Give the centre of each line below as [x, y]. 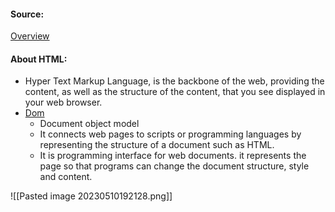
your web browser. [63, 102]
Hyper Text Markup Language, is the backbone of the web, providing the [174, 81]
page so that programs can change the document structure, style [174, 166]
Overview [30, 36]
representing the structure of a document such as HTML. [157, 145]
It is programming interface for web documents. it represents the [173, 156]
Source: [27, 14]
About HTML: [39, 59]
